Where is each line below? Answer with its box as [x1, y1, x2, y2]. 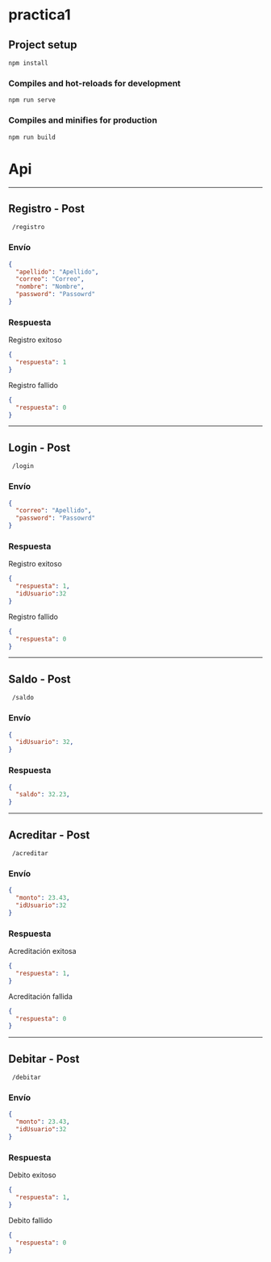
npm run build [8, 133, 56, 141]
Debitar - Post [8, 1051, 80, 1066]
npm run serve [8, 96, 56, 104]
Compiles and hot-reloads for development [8, 77, 181, 89]
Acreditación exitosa [8, 946, 77, 956]
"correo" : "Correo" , [15, 275, 85, 283]
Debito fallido [8, 1215, 52, 1225]
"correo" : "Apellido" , [15, 507, 92, 515]
